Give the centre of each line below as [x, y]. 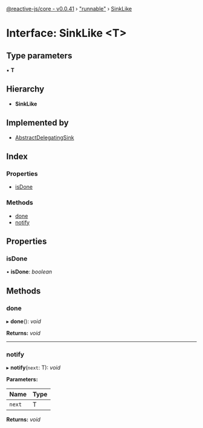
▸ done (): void [24, 321]
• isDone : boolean [29, 272]
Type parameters [39, 55]
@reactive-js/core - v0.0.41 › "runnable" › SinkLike [69, 9]
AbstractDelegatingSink [44, 137]
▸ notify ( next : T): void [34, 368]
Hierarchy [25, 89]
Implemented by [37, 123]
